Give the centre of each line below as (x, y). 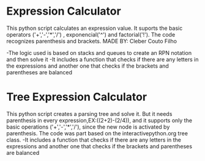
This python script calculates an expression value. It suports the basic (95, 28)
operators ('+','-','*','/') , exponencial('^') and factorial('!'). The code (91, 34)
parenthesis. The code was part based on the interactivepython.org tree (97, 133)
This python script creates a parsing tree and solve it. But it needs (89, 113)
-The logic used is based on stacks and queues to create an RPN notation (99, 52)
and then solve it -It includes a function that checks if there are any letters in (102, 59)
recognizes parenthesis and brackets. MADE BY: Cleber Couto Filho (92, 41)
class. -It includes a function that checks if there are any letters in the (94, 140)
